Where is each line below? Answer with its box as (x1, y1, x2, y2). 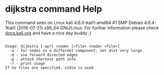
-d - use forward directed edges (9, 52, 78, 57)
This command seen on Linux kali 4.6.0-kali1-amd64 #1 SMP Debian (5, 20, 143, 25)
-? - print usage (9, 61, 45, 66)
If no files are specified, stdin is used (5, 65, 94, 70)
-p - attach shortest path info (9, 56, 76, 62)
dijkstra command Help (5, 3, 102, 15)
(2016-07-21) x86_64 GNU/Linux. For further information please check (16, 25, 159, 30)
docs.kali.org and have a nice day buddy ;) (5, 30, 92, 36)
